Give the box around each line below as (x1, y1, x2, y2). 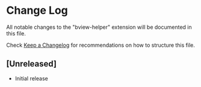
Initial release (14, 74, 48, 82)
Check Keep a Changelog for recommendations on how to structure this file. (6, 41, 196, 49)
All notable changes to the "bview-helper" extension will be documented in (6, 23, 192, 31)
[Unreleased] (6, 59, 57, 69)
